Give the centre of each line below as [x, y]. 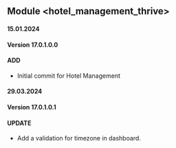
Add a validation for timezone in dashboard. [79, 138]
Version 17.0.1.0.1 [32, 107]
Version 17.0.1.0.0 [33, 45]
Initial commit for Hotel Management [68, 76]
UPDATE [19, 123]
